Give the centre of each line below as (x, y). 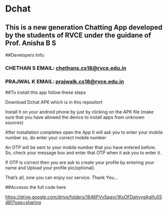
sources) (14, 123)
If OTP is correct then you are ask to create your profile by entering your (80, 163)
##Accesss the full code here (36, 187)
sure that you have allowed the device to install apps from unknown (75, 117)
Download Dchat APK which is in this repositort (54, 102)
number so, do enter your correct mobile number (56, 138)
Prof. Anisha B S (31, 43)
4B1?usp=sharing (23, 202)
